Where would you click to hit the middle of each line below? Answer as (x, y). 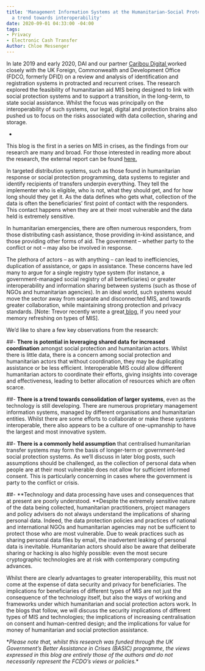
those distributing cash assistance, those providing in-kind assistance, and (100, 234)
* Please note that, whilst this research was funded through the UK (90, 642)
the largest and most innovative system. (56, 432)
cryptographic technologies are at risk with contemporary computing (93, 559)
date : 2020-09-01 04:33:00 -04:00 (50, 23)
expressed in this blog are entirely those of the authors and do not (90, 654)
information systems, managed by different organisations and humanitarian (101, 412)
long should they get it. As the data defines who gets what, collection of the (101, 197)
